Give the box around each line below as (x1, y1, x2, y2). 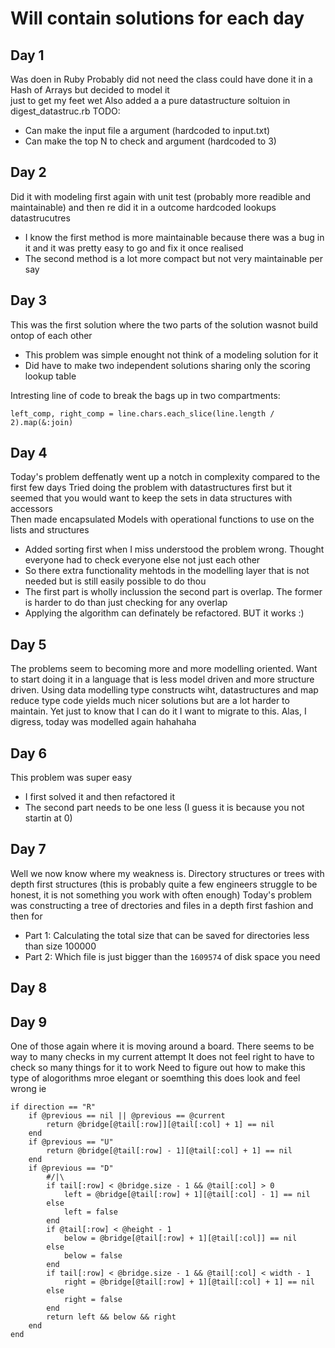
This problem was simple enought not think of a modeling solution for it (24, 348, 319, 361)
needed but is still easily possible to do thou (24, 575, 207, 587)
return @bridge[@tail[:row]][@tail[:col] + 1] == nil (46, 1120, 275, 1130)
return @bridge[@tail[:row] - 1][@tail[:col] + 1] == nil (46, 1146, 293, 1156)
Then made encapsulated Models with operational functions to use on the (10, 513, 315, 526)
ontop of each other (10, 329, 93, 341)
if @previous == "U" (28, 1137, 114, 1147)
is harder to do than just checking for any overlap (24, 597, 228, 609)
